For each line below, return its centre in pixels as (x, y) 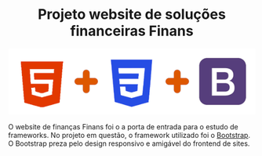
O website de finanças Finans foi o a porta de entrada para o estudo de (123, 126)
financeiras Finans (132, 31)
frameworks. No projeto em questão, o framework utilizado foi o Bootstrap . (129, 135)
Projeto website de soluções (132, 15)
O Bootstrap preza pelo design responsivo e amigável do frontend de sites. (129, 143)
